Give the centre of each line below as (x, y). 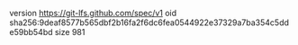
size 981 (70, 32)
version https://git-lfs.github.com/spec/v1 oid (93, 13)
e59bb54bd (31, 32)
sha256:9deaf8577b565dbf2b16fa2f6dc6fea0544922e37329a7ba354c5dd (149, 22)
